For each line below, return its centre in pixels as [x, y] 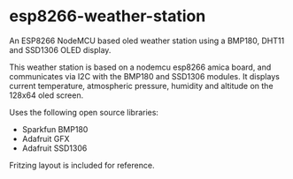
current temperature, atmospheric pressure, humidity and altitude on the [141, 86]
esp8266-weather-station [108, 16]
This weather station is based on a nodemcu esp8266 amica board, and [140, 67]
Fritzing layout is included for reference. [82, 165]
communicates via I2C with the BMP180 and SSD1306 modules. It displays [145, 76]
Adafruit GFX [46, 138]
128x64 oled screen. [46, 95]
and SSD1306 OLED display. [60, 49]
